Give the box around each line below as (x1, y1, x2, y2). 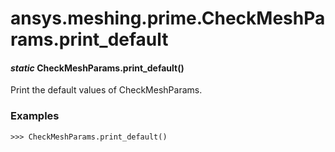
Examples (10, 109, 60, 123)
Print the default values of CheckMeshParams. (10, 84, 203, 96)
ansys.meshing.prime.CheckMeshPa (10, 7, 326, 30)
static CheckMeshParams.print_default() (10, 62, 185, 74)
